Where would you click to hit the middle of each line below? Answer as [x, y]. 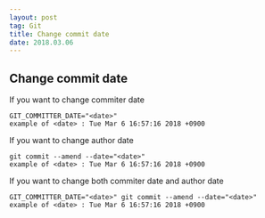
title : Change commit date [59, 34]
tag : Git [25, 26]
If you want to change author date [71, 141]
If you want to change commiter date [77, 100]
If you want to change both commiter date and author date [117, 181]
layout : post [33, 17]
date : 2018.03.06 [41, 42]
